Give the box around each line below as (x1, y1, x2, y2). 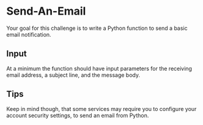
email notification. (6, 30, 51, 38)
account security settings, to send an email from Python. (6, 112, 149, 119)
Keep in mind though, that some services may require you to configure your (6, 105, 197, 112)
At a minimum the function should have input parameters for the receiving (6, 65, 193, 72)
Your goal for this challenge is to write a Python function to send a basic (6, 24, 188, 32)
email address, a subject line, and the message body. (6, 71, 141, 79)
